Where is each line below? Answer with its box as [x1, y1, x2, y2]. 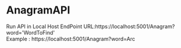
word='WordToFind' [6, 29, 55, 36]
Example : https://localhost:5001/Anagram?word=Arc [6, 35, 135, 42]
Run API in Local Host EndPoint [6, 23, 82, 30]
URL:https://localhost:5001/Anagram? [83, 23, 175, 30]
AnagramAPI [6, 4, 71, 17]
